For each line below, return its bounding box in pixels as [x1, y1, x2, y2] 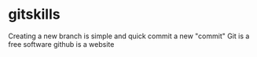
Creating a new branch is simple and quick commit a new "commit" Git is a [8, 31, 250, 41]
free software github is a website [8, 39, 115, 48]
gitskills [8, 5, 61, 23]
